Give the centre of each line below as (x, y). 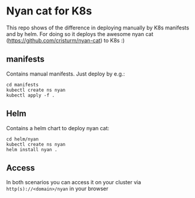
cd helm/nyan (22, 139)
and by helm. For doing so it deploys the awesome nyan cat (80, 34)
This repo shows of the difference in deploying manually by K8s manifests (98, 28)
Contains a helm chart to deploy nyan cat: (58, 128)
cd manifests (22, 85)
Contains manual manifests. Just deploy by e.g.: (65, 74)
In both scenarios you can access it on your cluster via (74, 182)
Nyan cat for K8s (49, 11)
